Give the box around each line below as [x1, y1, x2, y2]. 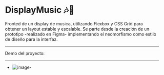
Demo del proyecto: [5, 50, 45, 56]
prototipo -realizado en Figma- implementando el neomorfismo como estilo [5, 31, 157, 37]
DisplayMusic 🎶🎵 [5, 4, 75, 16]
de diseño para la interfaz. [5, 36, 58, 42]
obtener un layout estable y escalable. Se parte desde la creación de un [5, 26, 150, 32]
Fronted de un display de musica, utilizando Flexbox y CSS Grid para [5, 20, 143, 26]
